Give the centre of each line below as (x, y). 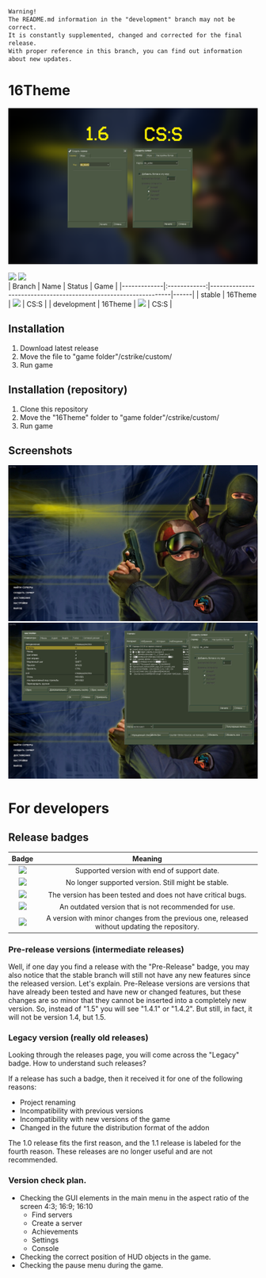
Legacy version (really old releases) (78, 1037)
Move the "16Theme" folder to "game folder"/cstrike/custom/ (119, 417)
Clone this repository (54, 409)
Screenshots (40, 450)
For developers (59, 808)
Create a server (57, 1223)
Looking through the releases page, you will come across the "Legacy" (124, 1055)
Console (45, 1248)
